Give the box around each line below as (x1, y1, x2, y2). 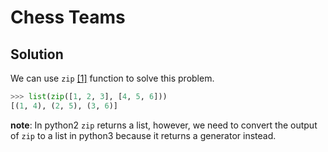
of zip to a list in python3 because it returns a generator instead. (10, 129, 277, 141)
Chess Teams (10, 6, 126, 29)
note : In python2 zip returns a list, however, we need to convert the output (10, 119, 318, 131)
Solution (10, 46, 64, 63)
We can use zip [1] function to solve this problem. (10, 72, 215, 84)
